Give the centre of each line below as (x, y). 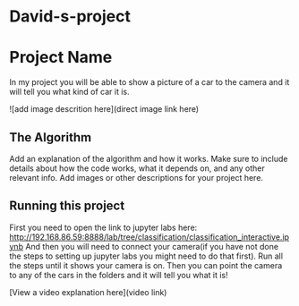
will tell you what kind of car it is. (69, 92)
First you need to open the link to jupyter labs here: (103, 227)
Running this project (67, 206)
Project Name (61, 58)
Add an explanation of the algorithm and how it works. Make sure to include (149, 158)
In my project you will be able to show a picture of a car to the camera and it (149, 82)
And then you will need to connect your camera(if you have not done (152, 246)
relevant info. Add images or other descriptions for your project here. (137, 177)
